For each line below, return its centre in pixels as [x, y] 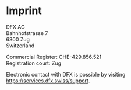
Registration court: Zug [33, 63]
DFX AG [15, 27]
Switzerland [20, 46]
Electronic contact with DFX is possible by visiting [66, 74]
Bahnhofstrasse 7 [27, 33]
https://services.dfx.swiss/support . [48, 81]
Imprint [24, 11]
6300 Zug [18, 39]
